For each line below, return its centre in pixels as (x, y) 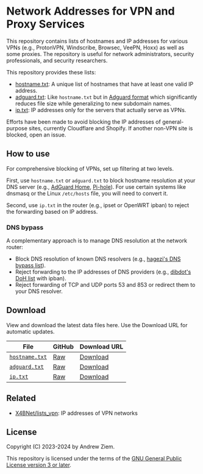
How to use (28, 154)
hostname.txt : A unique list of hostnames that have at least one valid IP (104, 84)
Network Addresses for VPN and (91, 11)
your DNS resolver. (39, 291)
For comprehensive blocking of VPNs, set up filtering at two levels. (90, 168)
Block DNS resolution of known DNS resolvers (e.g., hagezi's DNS (98, 259)
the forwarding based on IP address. (52, 211)
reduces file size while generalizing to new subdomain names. (93, 103)
